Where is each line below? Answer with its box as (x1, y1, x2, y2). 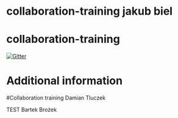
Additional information (6, 74, 123, 88)
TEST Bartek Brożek (6, 106, 57, 114)
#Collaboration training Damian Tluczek (6, 94, 105, 101)
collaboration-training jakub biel (6, 4, 173, 18)
